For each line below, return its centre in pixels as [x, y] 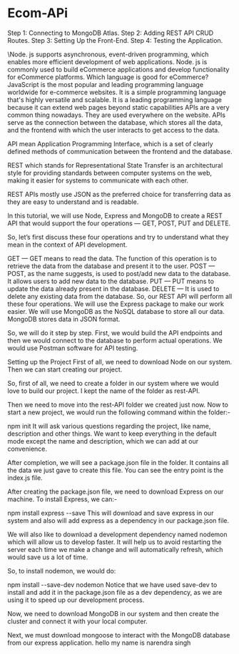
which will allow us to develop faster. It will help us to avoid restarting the [115, 542]
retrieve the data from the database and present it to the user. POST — [111, 266]
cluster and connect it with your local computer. [77, 621]
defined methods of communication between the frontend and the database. [120, 151]
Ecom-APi [37, 13]
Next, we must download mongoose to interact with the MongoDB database [119, 635]
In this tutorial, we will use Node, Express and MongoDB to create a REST [115, 215]
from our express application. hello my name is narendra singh [99, 643]
